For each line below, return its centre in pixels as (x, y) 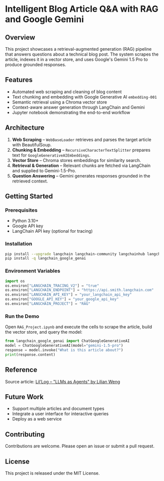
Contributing (25, 434)
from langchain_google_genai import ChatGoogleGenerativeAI (68, 341)
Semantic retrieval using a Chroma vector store (60, 102)
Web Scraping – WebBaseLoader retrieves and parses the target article (82, 140)
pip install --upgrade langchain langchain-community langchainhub (75, 254)
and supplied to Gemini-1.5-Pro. (44, 170)
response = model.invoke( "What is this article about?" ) (64, 350)
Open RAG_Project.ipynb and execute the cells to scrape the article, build (79, 327)
